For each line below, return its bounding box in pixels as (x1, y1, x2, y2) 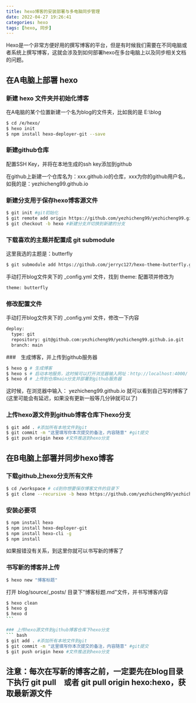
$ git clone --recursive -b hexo (6, 491, 87, 497)
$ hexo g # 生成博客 (6, 365, 52, 371)
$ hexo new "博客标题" (6, 577, 58, 583)
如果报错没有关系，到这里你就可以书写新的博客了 (6, 547, 124, 554)
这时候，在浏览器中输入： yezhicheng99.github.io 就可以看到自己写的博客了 (6, 387, 188, 395)
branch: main (11, 342, 43, 348)
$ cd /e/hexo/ (6, 120, 41, 126)
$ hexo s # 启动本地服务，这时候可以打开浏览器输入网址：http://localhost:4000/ (6, 371, 188, 376)
